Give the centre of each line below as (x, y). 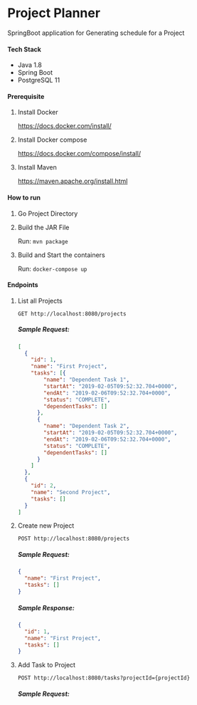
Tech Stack (24, 49)
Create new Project (46, 526)
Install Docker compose (52, 140)
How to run (24, 197)
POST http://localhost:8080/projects (74, 539)
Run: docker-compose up (52, 268)
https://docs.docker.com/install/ (64, 126)
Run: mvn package (43, 241)
